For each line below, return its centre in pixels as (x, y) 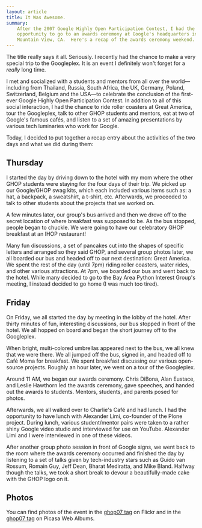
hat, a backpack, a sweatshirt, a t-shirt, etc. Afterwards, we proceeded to (97, 197)
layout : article (26, 12)
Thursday (25, 163)
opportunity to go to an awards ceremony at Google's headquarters (103, 34)
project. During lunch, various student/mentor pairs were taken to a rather (98, 422)
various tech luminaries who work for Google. (63, 126)
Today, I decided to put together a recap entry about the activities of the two (101, 138)
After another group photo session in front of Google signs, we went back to (101, 447)
